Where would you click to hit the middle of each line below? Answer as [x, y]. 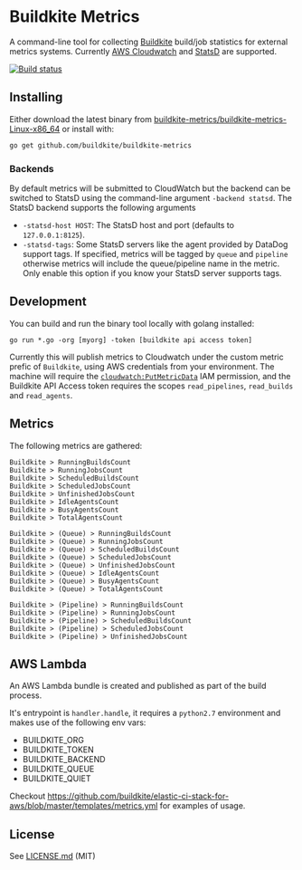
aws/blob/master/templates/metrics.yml [84, 806]
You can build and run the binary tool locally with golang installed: [132, 323]
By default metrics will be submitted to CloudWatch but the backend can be [150, 188]
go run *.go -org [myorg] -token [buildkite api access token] [131, 340]
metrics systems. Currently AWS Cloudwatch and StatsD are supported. [143, 51]
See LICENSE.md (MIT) [52, 856]
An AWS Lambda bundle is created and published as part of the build [138, 686]
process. [26, 695]
